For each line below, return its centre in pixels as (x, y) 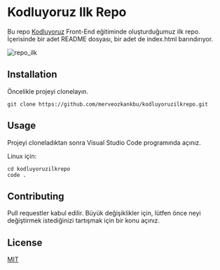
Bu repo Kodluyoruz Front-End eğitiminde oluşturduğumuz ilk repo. (104, 31)
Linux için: (22, 156)
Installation (32, 74)
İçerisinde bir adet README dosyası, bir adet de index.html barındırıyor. (110, 38)
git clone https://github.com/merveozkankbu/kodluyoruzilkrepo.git (108, 104)
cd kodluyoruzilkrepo (39, 169)
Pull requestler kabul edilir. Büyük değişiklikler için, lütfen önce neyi (104, 213)
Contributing (36, 196)
